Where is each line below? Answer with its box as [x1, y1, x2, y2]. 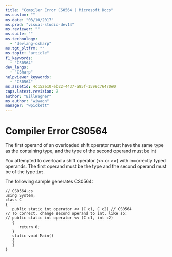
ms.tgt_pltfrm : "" [5, 46, 45, 51]
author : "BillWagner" [5, 94, 52, 99]
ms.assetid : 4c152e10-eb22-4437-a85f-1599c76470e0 [5, 84, 116, 89]
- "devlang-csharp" [10, 41, 52, 46]
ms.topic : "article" [5, 50, 50, 56]
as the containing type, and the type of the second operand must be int [5, 148, 157, 154]
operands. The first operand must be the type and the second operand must [5, 163, 167, 170]
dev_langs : [5, 65, 29, 70]
